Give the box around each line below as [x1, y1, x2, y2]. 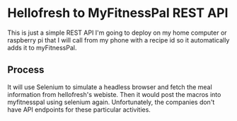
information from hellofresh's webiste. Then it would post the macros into [7, 90, 221, 98]
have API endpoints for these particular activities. [7, 105, 151, 114]
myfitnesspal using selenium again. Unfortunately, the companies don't [7, 98, 215, 106]
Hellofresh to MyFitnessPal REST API [7, 5, 229, 21]
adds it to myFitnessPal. [7, 43, 77, 52]
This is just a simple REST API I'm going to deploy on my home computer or [7, 28, 228, 37]
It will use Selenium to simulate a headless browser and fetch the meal [7, 83, 212, 91]
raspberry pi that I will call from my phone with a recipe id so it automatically [7, 35, 230, 44]
